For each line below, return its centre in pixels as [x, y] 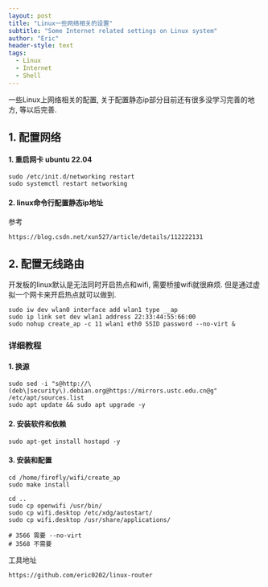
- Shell [29, 76]
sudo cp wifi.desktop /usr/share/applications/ [90, 519]
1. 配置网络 [35, 138]
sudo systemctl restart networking [68, 184]
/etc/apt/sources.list [46, 398]
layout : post [30, 16]
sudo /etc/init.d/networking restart [72, 177]
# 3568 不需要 [30, 544]
